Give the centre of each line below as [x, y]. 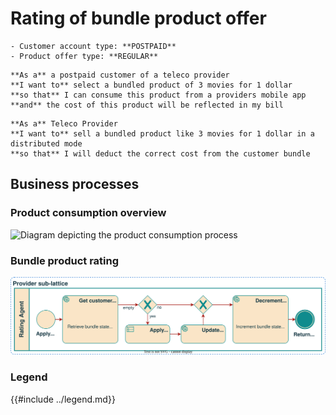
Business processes [75, 184]
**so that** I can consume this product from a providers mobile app [158, 95]
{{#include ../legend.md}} [63, 399]
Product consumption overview [88, 213]
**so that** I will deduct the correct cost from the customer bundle [160, 153]
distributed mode [46, 143]
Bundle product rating [65, 260]
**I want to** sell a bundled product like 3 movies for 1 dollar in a [162, 133]
